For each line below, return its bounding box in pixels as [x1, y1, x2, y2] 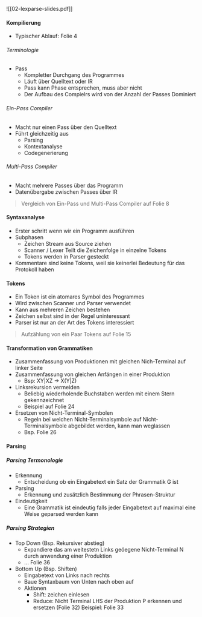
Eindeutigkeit [14, 497, 48, 504]
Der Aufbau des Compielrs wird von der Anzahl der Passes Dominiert [24, 91, 196, 98]
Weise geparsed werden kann [24, 510, 98, 517]
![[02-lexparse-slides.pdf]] [6, 5, 73, 12]
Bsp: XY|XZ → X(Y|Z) [24, 377, 77, 384]
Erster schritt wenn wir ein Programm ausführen [14, 227, 134, 235]
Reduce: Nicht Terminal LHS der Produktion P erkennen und [33, 597, 182, 604]
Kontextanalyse [24, 142, 63, 150]
